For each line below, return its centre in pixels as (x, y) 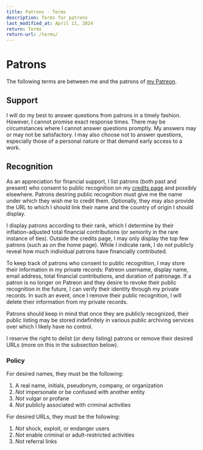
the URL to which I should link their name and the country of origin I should (100, 207)
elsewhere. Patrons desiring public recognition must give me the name (94, 194)
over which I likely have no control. (50, 327)
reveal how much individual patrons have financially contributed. (87, 251)
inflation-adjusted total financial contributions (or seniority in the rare (92, 232)
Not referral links (36, 441)
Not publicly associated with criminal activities (73, 404)
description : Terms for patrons (47, 18)
